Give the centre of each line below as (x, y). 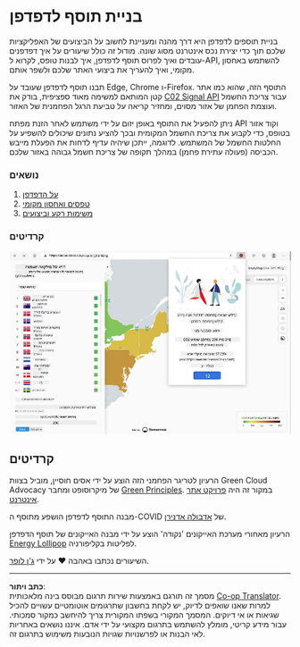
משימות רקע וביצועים (58, 214)
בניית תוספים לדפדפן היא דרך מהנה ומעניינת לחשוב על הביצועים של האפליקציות (144, 41)
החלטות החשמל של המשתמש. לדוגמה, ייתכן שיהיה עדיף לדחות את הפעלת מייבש (145, 142)
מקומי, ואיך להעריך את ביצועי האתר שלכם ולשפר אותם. (102, 70)
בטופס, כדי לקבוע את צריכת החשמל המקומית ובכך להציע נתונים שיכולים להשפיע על (150, 132)
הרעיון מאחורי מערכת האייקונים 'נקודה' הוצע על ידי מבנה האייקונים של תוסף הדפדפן (150, 534)
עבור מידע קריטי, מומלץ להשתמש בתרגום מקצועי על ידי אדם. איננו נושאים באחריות (148, 625)
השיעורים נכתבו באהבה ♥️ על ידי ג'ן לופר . (79, 561)
